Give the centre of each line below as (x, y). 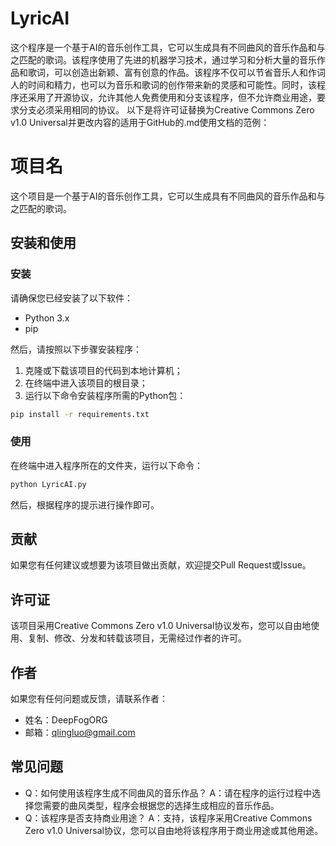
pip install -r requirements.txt (80, 414)
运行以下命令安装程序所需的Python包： (105, 395)
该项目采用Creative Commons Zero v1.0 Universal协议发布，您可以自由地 (161, 626)
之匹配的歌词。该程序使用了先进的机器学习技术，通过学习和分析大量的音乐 (163, 59)
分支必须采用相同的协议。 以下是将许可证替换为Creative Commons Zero (166, 109)
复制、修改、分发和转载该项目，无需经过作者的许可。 (137, 638)
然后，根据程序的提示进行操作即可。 (85, 504)
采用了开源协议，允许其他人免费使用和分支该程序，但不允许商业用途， (172, 97)
